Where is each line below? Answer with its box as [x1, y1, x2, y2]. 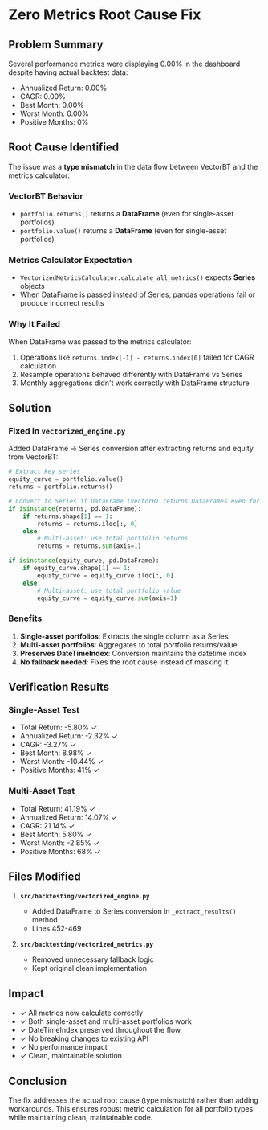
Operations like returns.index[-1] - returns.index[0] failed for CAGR [19, 352, 254, 362]
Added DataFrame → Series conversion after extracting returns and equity [8, 444, 254, 454]
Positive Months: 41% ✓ [19, 766, 100, 775]
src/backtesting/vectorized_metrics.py [19, 941, 154, 949]
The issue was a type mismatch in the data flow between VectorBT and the [8, 162, 258, 171]
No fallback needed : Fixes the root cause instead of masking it [19, 657, 229, 667]
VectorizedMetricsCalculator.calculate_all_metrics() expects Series [19, 273, 256, 282]
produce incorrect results [19, 298, 104, 308]
